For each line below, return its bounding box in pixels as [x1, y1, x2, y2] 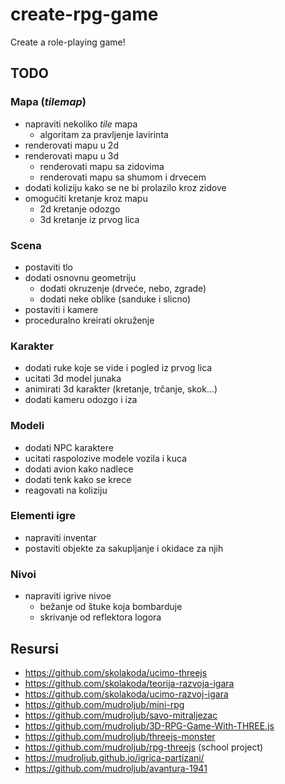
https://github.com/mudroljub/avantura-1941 [24, 762, 208, 774]
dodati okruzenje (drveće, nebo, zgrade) [39, 282, 207, 294]
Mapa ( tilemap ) [10, 95, 87, 109]
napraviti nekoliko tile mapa [24, 118, 138, 130]
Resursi [10, 640, 59, 657]
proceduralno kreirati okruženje [24, 314, 155, 326]
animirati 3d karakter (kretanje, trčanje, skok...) [24, 383, 218, 395]
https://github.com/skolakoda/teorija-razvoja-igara [24, 677, 235, 689]
